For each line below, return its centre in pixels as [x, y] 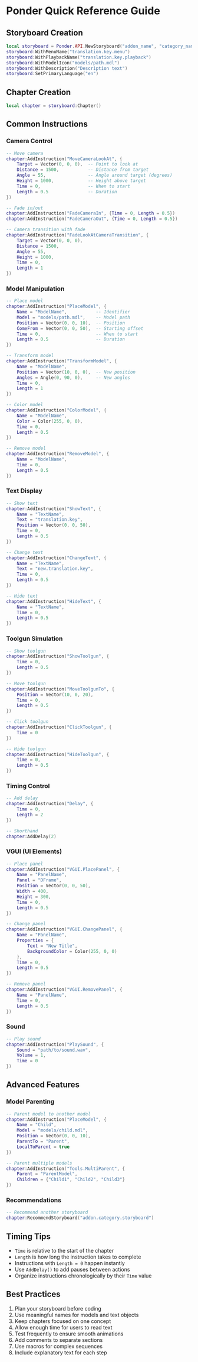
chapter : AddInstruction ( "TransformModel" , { [62, 361]
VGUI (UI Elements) [34, 851]
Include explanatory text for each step [61, 1353]
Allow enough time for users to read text [64, 1327]
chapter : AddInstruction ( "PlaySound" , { [55, 1045]
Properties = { [35, 941]
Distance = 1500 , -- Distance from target [83, 170]
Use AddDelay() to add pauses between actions [72, 1269]
